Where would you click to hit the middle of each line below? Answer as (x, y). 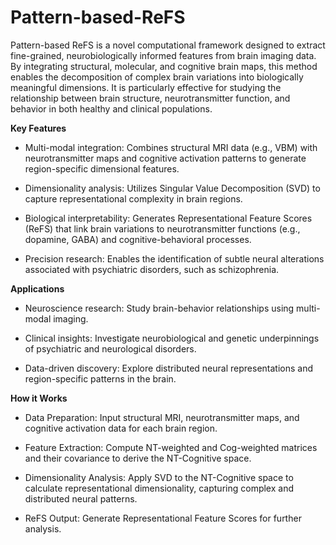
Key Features (38, 128)
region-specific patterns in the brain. (100, 378)
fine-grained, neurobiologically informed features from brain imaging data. (163, 55)
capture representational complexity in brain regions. (133, 198)
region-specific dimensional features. (102, 168)
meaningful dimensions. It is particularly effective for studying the (146, 87)
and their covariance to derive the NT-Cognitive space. (138, 458)
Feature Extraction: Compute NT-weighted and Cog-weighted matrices (171, 447)
